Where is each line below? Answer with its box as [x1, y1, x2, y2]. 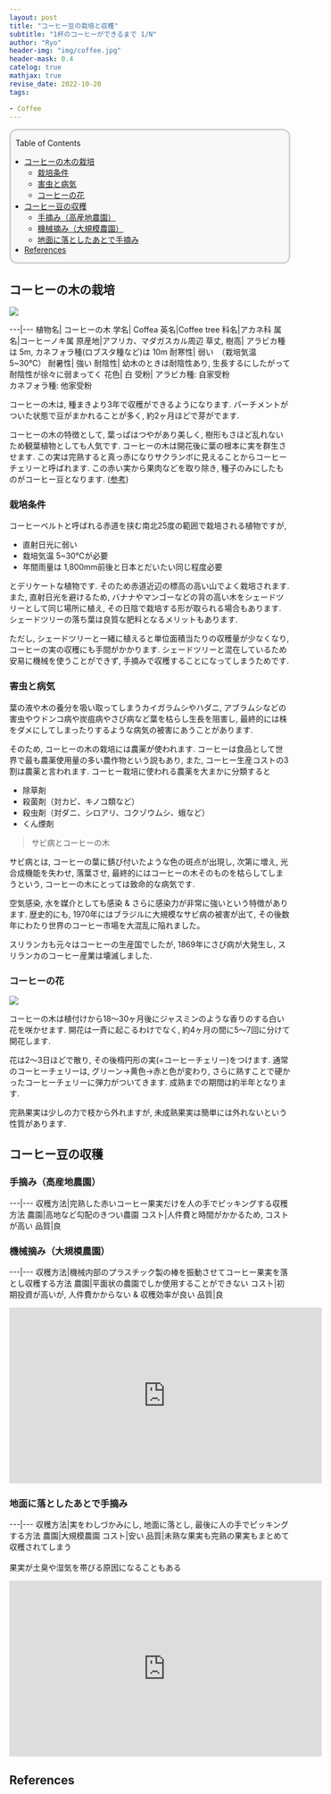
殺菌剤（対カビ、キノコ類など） [21, 796, 140, 807]
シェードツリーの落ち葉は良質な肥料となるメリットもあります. [9, 614, 238, 625]
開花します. [9, 1035, 52, 1046]
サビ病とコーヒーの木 [30, 837, 110, 848]
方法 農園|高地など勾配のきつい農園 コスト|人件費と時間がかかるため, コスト [9, 1209, 289, 1220]
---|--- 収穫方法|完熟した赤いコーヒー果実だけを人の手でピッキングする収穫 [9, 1198, 288, 1209]
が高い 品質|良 [9, 1220, 62, 1231]
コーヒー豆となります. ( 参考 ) [24, 474, 129, 485]
